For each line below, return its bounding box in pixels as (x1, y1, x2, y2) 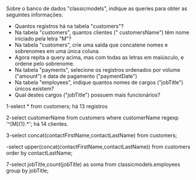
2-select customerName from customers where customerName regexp (6, 114, 179, 121)
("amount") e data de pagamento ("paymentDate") (14, 73, 137, 79)
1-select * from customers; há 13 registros (6, 103, 108, 109)
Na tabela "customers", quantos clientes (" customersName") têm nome (14, 29, 190, 36)
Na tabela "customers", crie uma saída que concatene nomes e (14, 41, 168, 48)
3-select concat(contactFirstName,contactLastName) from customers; (6, 132, 178, 139)
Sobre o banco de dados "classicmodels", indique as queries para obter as (6, 5, 187, 12)
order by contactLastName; (6, 149, 73, 156)
